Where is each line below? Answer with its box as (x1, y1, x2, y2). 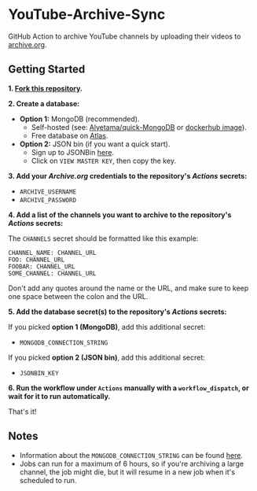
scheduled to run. (19, 475, 77, 485)
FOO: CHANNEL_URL (8, 256, 65, 264)
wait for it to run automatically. (8, 391, 111, 401)
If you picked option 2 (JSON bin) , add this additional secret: (8, 353, 206, 362)
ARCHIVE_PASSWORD (19, 196, 77, 204)
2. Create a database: (8, 98, 80, 108)
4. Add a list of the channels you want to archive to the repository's (8, 210, 232, 220)
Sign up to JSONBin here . (31, 147, 114, 157)
